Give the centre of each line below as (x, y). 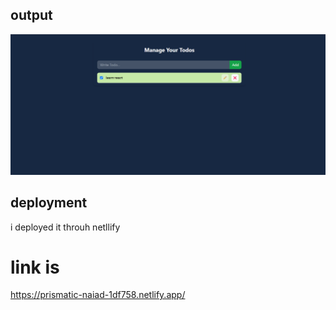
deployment (49, 203)
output (31, 15)
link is (35, 267)
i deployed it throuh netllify (65, 227)
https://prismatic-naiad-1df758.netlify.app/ (98, 295)
